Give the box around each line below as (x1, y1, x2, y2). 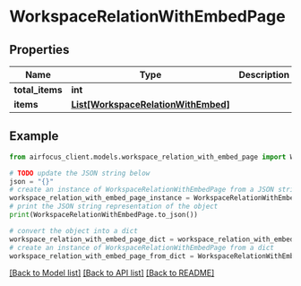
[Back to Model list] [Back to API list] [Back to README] (9, 267, 215, 279)
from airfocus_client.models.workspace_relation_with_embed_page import (9, 152, 287, 161)
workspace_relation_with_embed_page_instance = (9, 194, 191, 203)
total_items (13, 83, 63, 96)
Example (9, 128, 59, 144)
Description (238, 69, 290, 81)
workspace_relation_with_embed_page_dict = (9, 235, 175, 244)
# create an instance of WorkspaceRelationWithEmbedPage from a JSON (9, 186, 275, 195)
